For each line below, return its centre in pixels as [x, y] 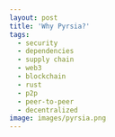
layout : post [34, 18]
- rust [30, 85]
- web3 [30, 68]
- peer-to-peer [46, 101]
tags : [19, 34]
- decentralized [48, 110]
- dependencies [46, 51]
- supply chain [46, 59]
